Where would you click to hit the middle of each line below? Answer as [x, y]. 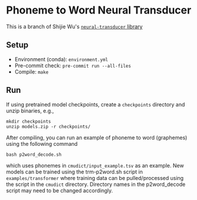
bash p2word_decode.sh [34, 154]
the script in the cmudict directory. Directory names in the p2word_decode [96, 184]
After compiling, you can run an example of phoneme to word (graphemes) [97, 137]
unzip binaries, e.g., [30, 111]
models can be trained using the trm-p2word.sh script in [74, 172]
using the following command [42, 144]
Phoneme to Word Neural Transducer [99, 10]
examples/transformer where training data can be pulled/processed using [95, 178]
